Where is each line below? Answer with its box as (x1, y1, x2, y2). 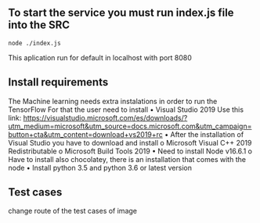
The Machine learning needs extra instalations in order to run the (8, 96, 218, 106)
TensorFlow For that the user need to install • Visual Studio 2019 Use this (8, 105, 244, 114)
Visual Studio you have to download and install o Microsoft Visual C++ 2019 (8, 138, 252, 147)
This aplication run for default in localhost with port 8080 (8, 52, 192, 62)
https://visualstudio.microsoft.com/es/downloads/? (23, 113, 188, 122)
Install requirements (8, 76, 109, 89)
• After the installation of (164, 129, 244, 139)
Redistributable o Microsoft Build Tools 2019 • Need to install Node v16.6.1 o (8, 146, 253, 156)
